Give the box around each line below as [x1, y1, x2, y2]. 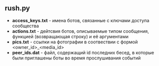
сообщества [12, 23, 39, 29]
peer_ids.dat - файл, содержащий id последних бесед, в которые [12, 49, 154, 55]
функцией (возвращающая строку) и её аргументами [12, 33, 129, 39]
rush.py [5, 4, 30, 13]
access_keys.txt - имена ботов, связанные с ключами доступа [12, 17, 149, 23]
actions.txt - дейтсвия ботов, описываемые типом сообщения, [12, 28, 149, 34]
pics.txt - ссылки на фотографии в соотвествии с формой [12, 39, 138, 45]
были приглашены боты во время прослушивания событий [12, 55, 141, 61]
